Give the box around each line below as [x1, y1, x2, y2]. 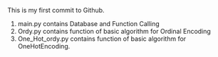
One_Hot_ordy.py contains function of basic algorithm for [17, 34, 187, 43]
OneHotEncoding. [17, 42, 71, 50]
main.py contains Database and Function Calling [17, 20, 160, 27]
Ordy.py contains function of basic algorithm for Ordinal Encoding [17, 27, 212, 35]
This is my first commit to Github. [7, 6, 105, 14]
